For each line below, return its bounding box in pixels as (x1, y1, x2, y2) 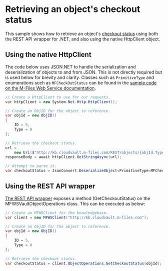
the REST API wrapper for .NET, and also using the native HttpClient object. (5, 36, 160, 42)
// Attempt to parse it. (5, 163, 57, 168)
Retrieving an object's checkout (5, 3, 140, 15)
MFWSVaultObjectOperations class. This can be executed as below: (5, 200, 145, 206)
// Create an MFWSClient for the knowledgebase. (5, 210, 108, 215)
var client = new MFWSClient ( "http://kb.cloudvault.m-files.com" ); (5, 215, 149, 220)
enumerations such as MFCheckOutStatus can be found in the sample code (5, 79, 157, 85)
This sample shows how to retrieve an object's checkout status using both (5, 30, 158, 36)
